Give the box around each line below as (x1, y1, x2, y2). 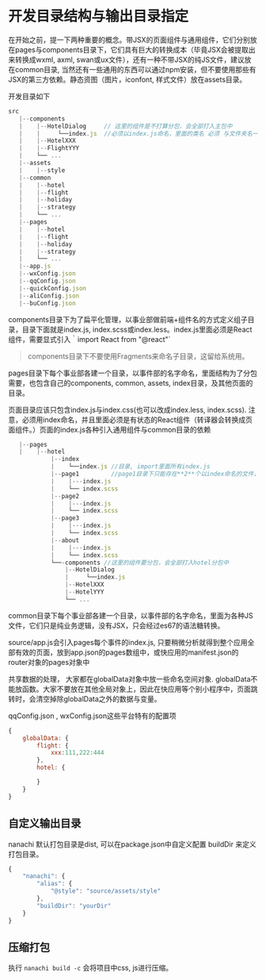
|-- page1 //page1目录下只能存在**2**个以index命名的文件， (50, 470, 260, 478)
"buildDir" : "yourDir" (36, 901, 112, 909)
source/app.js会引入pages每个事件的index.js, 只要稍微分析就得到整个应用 (8, 637, 248, 647)
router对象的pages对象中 (8, 657, 90, 667)
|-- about (50, 536, 80, 544)
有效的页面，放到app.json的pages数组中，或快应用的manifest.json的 (14, 648, 239, 657)
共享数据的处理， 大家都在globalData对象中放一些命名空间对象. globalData (8, 674, 251, 683)
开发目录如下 (8, 91, 50, 101)
